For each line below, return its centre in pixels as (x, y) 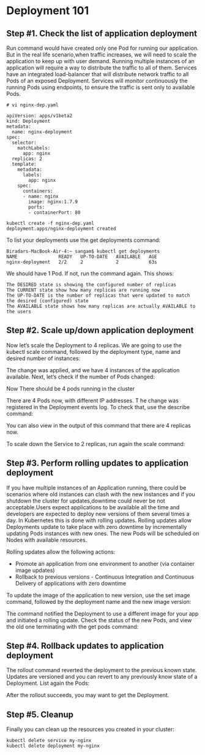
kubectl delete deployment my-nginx (53, 746)
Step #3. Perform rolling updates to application (97, 464)
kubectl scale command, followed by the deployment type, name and (93, 351)
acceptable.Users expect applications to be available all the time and (93, 507)
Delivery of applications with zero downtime (71, 583)
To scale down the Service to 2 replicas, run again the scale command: (96, 444)
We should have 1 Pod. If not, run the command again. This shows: (90, 273)
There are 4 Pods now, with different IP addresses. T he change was (93, 401)
